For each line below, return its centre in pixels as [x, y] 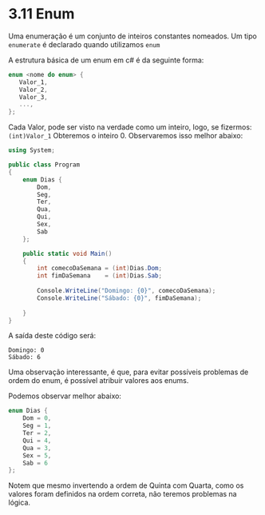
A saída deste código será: [52, 336]
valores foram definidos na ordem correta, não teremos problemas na [123, 494]
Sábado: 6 [25, 357]
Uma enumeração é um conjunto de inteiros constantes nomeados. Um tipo [132, 36]
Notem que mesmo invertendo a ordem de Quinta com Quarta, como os [126, 485]
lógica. [19, 503]
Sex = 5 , [37, 455]
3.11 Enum [42, 14]
